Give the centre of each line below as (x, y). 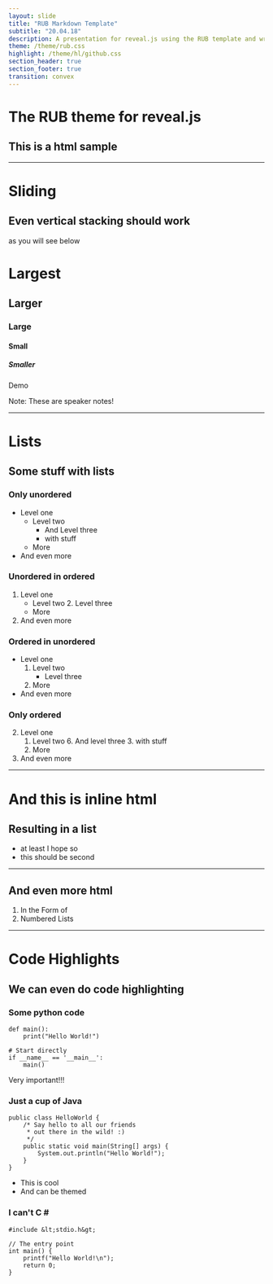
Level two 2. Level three (72, 603)
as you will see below (44, 240)
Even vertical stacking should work (100, 221)
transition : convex (41, 77)
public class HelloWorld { (54, 1118)
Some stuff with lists (62, 472)
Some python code (47, 1012)
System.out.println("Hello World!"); (101, 1154)
